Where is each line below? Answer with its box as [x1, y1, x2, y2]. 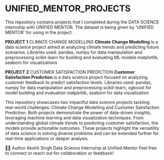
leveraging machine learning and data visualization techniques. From [5, 115, 144, 120]
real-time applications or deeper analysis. [5, 135, 89, 141]
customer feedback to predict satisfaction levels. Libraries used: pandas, [5, 79, 152, 85]
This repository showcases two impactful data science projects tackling [5, 99, 150, 105]
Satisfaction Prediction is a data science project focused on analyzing [5, 74, 148, 80]
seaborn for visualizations [5, 60, 57, 65]
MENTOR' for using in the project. [5, 29, 73, 35]
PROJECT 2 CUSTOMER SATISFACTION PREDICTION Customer [5, 69, 135, 75]
